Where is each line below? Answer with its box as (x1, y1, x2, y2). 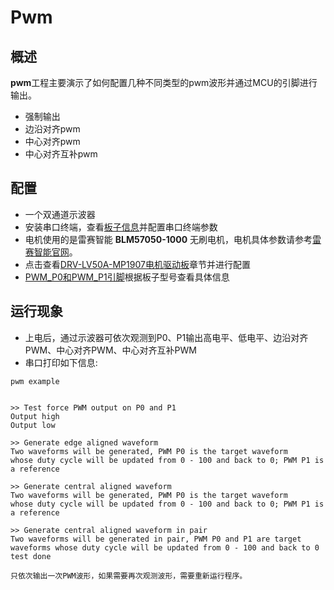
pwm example (10, 376, 60, 386)
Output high (10, 411, 60, 421)
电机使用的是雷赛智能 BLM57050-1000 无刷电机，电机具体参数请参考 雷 (24, 233, 322, 245)
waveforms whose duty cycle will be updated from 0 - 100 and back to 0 (10, 542, 320, 553)
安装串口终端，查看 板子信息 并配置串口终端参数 (24, 221, 218, 233)
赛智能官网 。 (24, 246, 78, 258)
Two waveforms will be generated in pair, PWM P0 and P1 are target (10, 534, 302, 544)
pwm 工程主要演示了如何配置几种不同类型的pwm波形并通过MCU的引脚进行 (10, 77, 318, 88)
